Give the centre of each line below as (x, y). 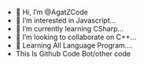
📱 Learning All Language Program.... (74, 45)
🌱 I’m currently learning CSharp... (70, 29)
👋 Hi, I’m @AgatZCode (52, 12)
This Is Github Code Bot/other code (73, 54)
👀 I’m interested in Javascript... (66, 20)
